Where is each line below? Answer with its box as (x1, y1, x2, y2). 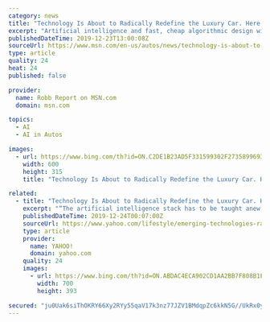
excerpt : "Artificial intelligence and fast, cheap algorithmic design (8, 27, 253, 35)
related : (8, 190, 38, 198)
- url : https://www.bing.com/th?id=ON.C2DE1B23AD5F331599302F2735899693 (15, 152, 264, 161)
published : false (8, 72, 67, 80)
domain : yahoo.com (29, 250, 92, 258)
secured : (8, 301, 38, 310)
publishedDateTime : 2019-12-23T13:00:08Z (8, 34, 149, 43)
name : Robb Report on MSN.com (15, 93, 117, 101)
